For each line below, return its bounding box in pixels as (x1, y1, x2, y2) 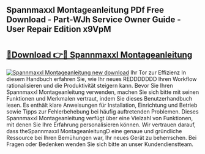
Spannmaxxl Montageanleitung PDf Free (6, 5, 164, 15)
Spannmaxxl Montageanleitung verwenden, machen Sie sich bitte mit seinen (6, 88, 199, 96)
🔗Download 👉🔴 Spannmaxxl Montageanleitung (6, 49, 193, 60)
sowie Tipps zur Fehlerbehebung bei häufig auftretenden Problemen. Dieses (6, 108, 199, 115)
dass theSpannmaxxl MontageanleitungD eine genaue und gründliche (6, 128, 182, 134)
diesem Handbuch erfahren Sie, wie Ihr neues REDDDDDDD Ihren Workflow (6, 75, 197, 82)
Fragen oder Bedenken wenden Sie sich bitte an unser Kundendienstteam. (6, 141, 194, 148)
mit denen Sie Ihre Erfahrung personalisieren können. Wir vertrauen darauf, (6, 121, 196, 128)
